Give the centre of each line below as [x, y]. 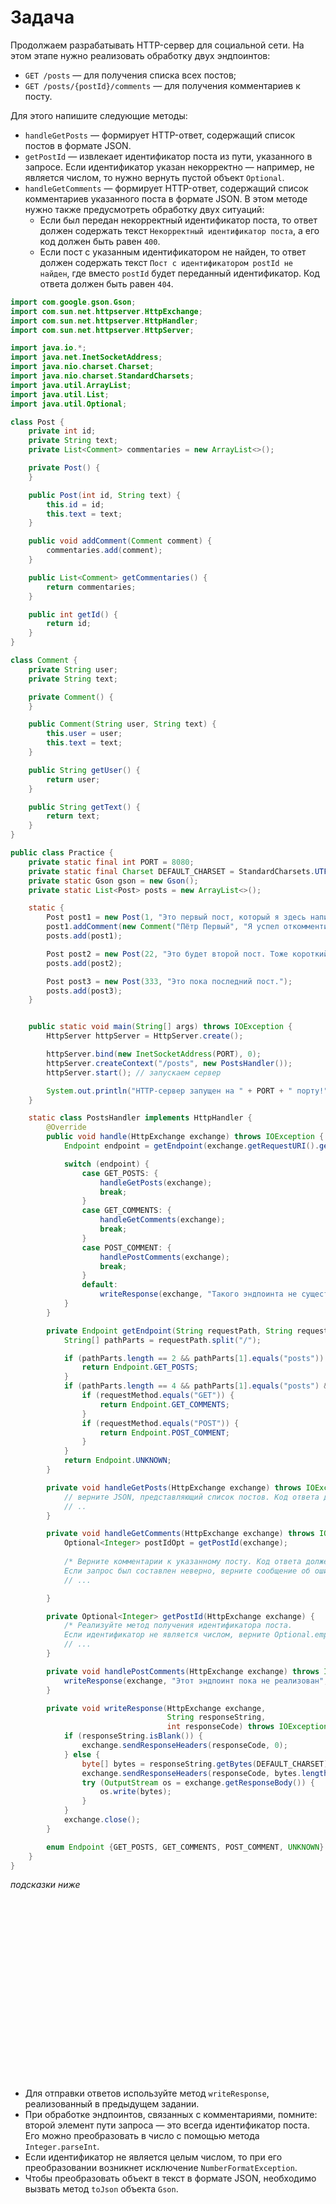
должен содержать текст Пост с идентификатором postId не [166, 262]
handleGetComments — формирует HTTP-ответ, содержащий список [166, 188]
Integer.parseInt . [62, 2147]
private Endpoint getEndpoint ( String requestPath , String [169, 1331]
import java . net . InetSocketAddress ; [86, 357]
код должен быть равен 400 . [100, 241]
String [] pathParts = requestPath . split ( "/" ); [162, 1340]
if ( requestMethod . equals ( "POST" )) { [160, 1423]
